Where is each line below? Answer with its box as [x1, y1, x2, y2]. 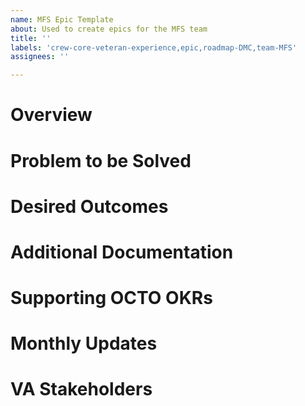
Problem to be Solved [10, 149, 192, 172]
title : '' [10, 33, 52, 43]
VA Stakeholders [10, 378, 153, 401]
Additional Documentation [10, 241, 234, 263]
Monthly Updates [10, 332, 158, 355]
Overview [10, 104, 93, 126]
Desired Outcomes [10, 195, 169, 218]
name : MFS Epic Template [10, 14, 114, 25]
